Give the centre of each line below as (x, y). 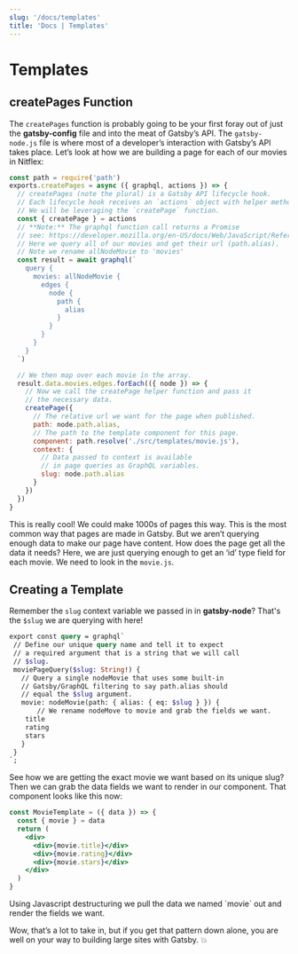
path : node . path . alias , (77, 424)
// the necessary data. (69, 400)
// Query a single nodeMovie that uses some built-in (122, 678)
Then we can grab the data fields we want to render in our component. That (148, 787)
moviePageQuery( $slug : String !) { (77, 670)
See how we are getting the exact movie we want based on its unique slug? (147, 777)
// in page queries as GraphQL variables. (121, 466)
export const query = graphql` (67, 637)
